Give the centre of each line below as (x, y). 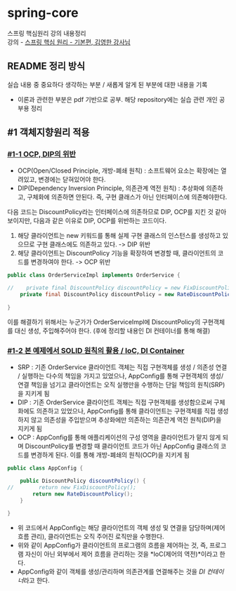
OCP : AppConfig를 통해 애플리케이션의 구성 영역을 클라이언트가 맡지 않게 (119, 437)
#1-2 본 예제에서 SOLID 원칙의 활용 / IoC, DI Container (96, 350)
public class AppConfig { (45, 468)
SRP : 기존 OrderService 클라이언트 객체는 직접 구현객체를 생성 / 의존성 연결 (122, 367)
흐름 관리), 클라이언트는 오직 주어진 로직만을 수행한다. (91, 537)
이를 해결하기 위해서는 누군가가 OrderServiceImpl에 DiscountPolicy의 (104, 321)
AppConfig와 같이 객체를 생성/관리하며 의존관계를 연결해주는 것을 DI (111, 572)
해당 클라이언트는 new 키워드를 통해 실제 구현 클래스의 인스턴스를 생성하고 (119, 236)
